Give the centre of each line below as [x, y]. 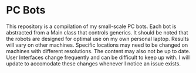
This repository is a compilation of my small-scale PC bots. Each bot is [91, 26]
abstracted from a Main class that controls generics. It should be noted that [97, 32]
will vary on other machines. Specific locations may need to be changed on [97, 45]
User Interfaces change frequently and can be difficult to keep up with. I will [98, 57]
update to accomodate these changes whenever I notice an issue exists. [93, 63]
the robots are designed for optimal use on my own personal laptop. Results [98, 39]
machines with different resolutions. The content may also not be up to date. [98, 51]
